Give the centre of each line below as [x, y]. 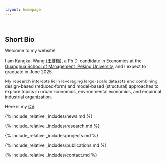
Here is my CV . [20, 106]
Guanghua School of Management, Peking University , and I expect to [76, 66]
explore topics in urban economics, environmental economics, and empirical [83, 91]
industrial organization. [28, 97]
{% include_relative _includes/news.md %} [49, 116]
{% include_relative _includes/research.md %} [53, 126]
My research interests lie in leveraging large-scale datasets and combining [81, 81]
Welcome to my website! [30, 50]
